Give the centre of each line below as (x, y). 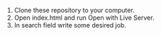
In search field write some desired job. (70, 25)
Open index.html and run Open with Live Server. (84, 18)
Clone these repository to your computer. (74, 10)
